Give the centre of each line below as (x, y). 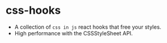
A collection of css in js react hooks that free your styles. (88, 27)
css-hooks (33, 10)
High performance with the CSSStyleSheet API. (73, 33)
